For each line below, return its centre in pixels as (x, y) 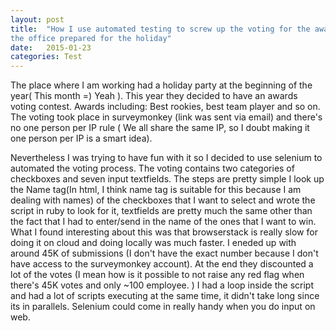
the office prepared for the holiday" (91, 38)
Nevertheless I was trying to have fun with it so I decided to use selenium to (166, 158)
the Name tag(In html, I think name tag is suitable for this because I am (156, 190)
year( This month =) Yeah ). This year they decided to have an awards (154, 96)
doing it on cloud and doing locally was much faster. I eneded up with (153, 243)
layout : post (37, 19)
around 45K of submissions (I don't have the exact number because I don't (164, 253)
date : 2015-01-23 (51, 47)
